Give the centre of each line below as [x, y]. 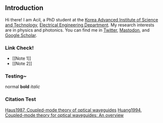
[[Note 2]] [22, 64]
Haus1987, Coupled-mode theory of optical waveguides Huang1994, [73, 110]
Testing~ [16, 76]
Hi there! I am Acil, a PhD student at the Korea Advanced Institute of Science [81, 19]
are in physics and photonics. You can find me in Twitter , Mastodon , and [77, 30]
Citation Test [21, 99]
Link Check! [19, 48]
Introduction [24, 8]
